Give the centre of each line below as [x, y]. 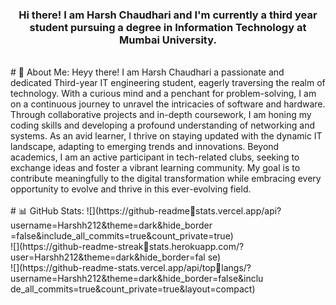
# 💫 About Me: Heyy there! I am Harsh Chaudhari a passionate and [147, 72]
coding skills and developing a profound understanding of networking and [163, 125]
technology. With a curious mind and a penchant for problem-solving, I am [163, 94]
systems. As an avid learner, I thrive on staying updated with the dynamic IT [166, 136]
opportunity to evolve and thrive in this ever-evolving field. [131, 189]
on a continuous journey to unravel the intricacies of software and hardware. [168, 104]
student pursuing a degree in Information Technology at [168, 27]
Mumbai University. [168, 40]
